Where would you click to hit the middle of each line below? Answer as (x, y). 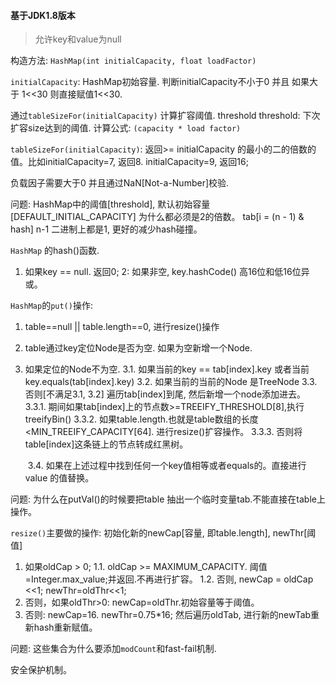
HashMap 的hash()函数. (55, 251)
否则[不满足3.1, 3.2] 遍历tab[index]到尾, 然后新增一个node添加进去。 (165, 394)
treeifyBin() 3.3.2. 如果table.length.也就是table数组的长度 (141, 419)
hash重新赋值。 (65, 627)
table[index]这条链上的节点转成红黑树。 (106, 444)
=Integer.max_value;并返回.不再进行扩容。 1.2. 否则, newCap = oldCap (169, 579)
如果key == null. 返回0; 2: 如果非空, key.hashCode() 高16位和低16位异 (167, 272)
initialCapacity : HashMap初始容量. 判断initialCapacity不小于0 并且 (150, 82)
